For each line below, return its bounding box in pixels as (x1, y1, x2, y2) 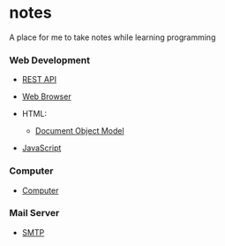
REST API (21, 74, 57, 85)
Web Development (9, 54, 91, 66)
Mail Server (9, 207, 60, 219)
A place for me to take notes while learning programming (9, 32, 216, 42)
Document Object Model (34, 126, 125, 136)
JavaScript (21, 142, 62, 153)
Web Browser (21, 91, 72, 102)
